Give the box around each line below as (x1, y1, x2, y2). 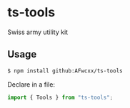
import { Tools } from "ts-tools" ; (7, 94, 114, 101)
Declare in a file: (7, 80, 56, 89)
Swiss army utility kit (7, 28, 69, 36)
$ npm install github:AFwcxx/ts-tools (7, 67, 123, 75)
